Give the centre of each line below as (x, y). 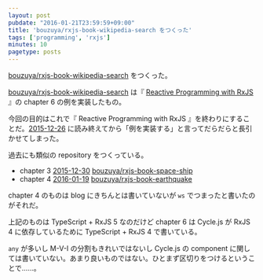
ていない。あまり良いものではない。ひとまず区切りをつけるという (142, 258)
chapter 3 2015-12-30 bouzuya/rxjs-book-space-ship (106, 171)
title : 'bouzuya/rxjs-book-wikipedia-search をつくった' (100, 30)
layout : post (29, 15)
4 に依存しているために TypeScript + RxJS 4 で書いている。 (105, 232)
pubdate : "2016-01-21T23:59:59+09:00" (71, 23)
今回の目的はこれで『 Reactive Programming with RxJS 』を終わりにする (126, 118)
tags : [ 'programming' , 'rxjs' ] (59, 37)
